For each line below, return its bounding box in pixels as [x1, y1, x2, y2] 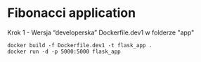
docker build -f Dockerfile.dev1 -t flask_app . [7, 42, 153, 49]
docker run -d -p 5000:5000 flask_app [7, 48, 121, 55]
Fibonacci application [7, 5, 136, 21]
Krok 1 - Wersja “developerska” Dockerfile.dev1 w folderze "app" [7, 28, 195, 37]
